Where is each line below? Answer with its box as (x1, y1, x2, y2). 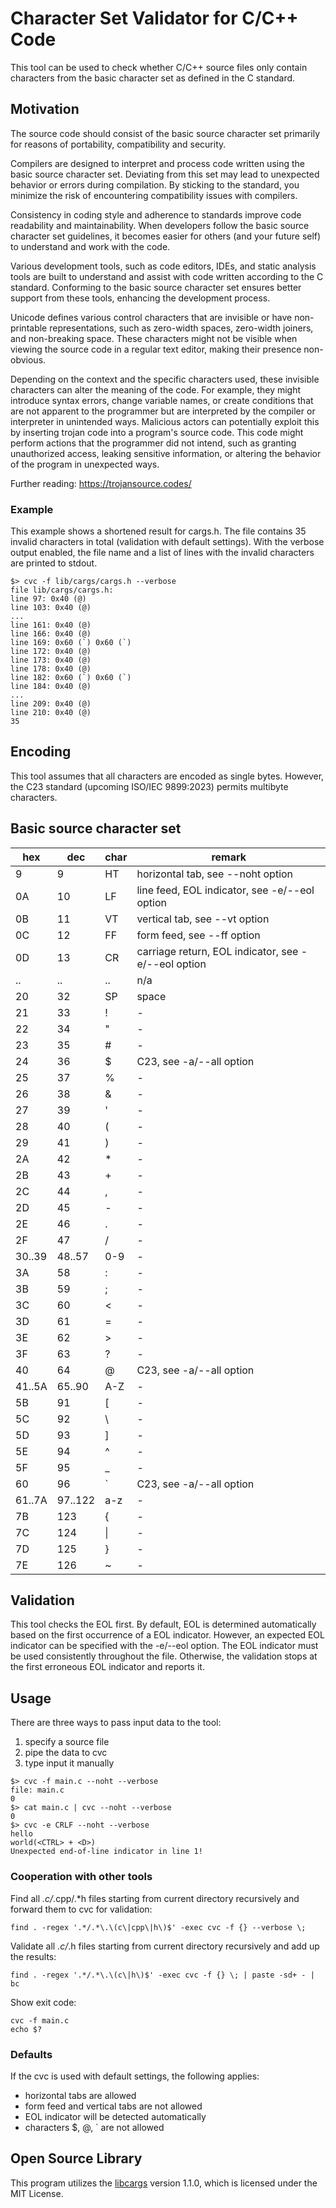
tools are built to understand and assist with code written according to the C (10, 270, 324, 282)
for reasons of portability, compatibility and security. (10, 138, 227, 150)
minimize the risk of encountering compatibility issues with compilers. (10, 189, 298, 201)
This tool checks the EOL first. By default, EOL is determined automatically (10, 1618, 317, 1631)
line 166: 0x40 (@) (10, 629, 92, 639)
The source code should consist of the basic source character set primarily (10, 127, 320, 139)
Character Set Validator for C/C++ (10, 7, 299, 30)
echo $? (10, 2024, 43, 2034)
